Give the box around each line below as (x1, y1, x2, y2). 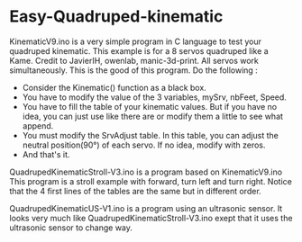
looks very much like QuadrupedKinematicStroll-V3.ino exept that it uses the (9, 212, 293, 223)
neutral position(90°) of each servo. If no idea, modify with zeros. (22, 139, 266, 150)
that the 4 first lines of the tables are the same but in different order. (9, 185, 261, 196)
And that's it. (22, 148, 70, 159)
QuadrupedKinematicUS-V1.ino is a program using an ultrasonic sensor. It (9, 202, 283, 213)
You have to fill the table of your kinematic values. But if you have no (22, 101, 278, 112)
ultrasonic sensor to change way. (9, 222, 133, 233)
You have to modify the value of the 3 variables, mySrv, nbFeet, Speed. (22, 92, 287, 103)
